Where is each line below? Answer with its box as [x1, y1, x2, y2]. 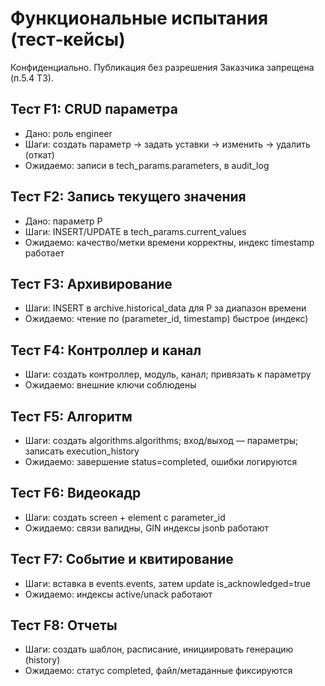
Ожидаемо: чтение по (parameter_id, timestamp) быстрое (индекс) [24, 313, 309, 325]
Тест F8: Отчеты [10, 617, 118, 634]
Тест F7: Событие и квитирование [10, 551, 234, 568]
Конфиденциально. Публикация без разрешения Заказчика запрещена [10, 61, 315, 73]
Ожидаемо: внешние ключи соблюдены [24, 379, 197, 391]
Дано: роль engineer [24, 127, 113, 139]
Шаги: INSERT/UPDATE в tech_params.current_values [24, 225, 247, 237]
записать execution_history [24, 445, 140, 457]
